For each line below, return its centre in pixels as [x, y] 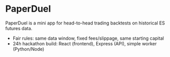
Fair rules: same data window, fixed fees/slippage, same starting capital [88, 38]
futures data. [19, 28]
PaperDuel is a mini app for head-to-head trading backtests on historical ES [85, 23]
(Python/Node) [28, 49]
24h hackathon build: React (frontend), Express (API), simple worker [85, 43]
